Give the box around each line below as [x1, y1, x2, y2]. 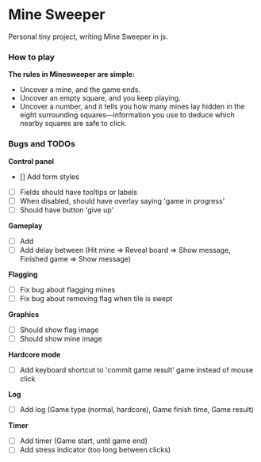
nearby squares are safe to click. [19, 119, 127, 128]
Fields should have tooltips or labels [19, 187, 137, 197]
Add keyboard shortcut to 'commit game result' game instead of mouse [19, 365, 254, 375]
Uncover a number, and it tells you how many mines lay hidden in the [19, 101, 245, 112]
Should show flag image [19, 325, 99, 334]
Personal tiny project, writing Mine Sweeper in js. [8, 32, 168, 41]
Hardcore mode [8, 350, 61, 360]
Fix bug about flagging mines [19, 284, 116, 294]
